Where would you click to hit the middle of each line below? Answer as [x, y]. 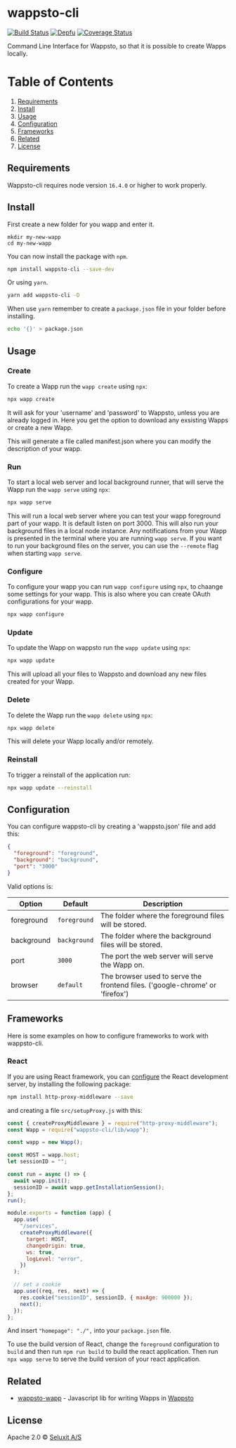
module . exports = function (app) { [59, 1213]
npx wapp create [31, 399]
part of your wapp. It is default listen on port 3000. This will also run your [113, 523]
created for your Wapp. [41, 681]
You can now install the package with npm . [68, 256]
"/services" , [39, 1226]
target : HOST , [47, 1239]
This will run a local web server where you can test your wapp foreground [114, 516]
